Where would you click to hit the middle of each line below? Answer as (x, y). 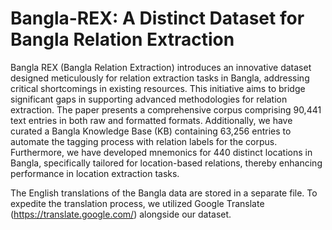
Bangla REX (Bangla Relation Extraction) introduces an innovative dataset (161, 67)
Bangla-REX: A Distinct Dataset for (157, 18)
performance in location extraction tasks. (95, 173)
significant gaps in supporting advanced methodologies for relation (149, 99)
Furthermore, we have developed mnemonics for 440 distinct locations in (161, 152)
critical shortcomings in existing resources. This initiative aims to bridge (158, 88)
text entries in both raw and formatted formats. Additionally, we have (151, 120)
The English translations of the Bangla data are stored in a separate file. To (164, 193)
